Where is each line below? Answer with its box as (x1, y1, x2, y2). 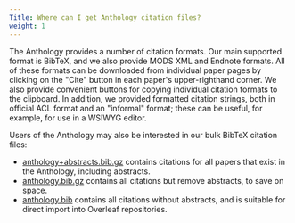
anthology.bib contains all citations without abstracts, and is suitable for (21, 194, 286, 205)
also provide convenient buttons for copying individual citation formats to (9, 84, 278, 95)
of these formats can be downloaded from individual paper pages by (9, 64, 261, 76)
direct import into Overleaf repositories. (21, 203, 168, 214)
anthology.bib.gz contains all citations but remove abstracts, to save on (21, 175, 284, 186)
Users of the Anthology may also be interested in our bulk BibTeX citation (9, 129, 278, 140)
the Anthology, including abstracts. (21, 166, 152, 177)
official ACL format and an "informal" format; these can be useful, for (9, 103, 263, 113)
